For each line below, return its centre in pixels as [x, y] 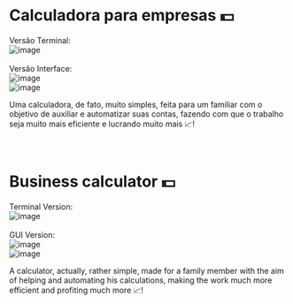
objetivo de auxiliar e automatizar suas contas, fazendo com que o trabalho [146, 114]
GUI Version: [32, 234]
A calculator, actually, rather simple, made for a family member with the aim [147, 270]
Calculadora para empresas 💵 [122, 15]
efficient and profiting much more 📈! [77, 290]
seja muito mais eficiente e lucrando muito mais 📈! [102, 124]
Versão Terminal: [40, 40]
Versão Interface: [41, 68]
